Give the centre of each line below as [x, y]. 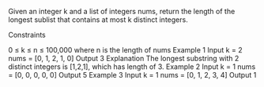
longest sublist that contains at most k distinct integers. [98, 20]
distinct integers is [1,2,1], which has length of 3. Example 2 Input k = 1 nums [132, 67]
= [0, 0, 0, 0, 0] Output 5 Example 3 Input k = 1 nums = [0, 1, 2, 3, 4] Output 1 [132, 75]
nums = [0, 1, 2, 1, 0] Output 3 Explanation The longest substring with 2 [124, 58]
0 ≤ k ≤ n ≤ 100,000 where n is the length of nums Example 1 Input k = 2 [125, 50]
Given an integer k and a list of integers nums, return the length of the [122, 11]
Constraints [27, 35]
